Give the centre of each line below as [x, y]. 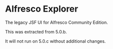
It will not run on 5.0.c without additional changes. [56, 41]
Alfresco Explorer [42, 9]
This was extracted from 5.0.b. [36, 32]
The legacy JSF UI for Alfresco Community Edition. [56, 22]
